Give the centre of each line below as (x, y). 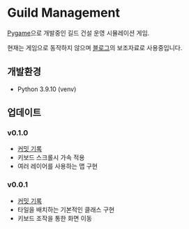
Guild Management (64, 13)
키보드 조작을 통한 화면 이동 (55, 218)
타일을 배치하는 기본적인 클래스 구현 (66, 210)
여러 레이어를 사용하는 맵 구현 (57, 166)
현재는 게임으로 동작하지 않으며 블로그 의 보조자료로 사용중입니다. (95, 47)
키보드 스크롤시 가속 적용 (51, 157)
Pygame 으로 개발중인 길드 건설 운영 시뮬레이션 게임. (78, 33)
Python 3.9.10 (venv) (47, 89)
